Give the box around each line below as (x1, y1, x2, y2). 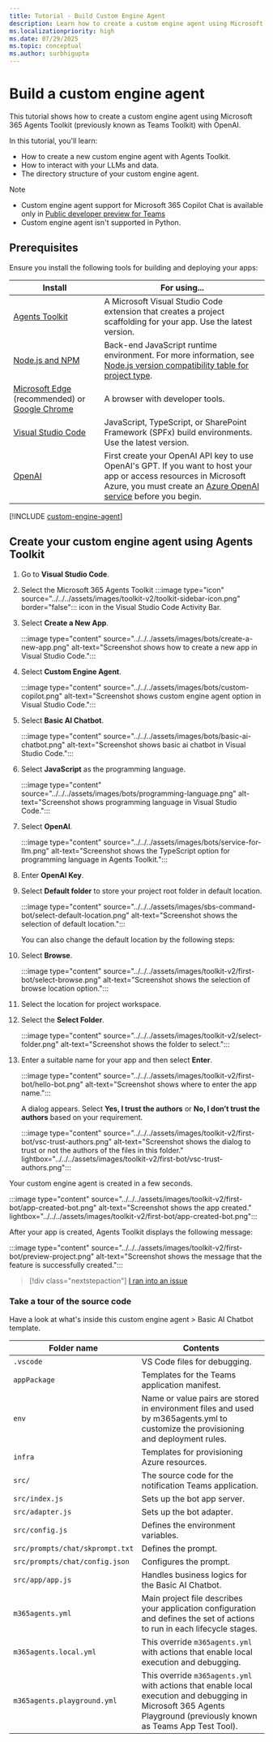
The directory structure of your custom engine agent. (20, 168, 199, 179)
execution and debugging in (141, 1690, 248, 1701)
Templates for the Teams (141, 1369, 237, 1381)
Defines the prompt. (141, 1542, 218, 1554)
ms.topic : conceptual (9, 42, 83, 50)
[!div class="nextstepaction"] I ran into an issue (28, 1276, 188, 1286)
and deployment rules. (141, 1433, 227, 1444)
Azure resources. (141, 1456, 207, 1468)
